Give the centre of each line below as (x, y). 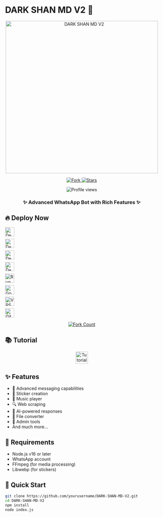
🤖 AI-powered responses (37, 411)
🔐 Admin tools (26, 422)
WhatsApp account (31, 459)
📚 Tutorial (21, 340)
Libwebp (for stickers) (34, 470)
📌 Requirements (30, 442)
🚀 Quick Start (26, 485)
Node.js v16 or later (32, 454)
